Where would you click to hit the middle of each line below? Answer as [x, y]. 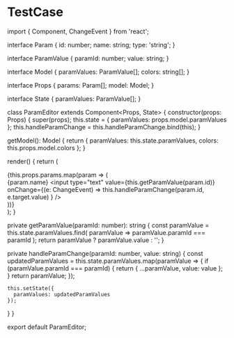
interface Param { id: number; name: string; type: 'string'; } [91, 45]
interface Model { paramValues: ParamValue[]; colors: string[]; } [99, 72]
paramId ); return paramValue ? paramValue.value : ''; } [86, 240]
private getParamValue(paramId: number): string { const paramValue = [108, 225]
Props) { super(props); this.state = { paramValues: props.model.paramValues [117, 120]
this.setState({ [31, 288]
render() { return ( [33, 161]
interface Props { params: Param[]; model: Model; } [81, 85]
